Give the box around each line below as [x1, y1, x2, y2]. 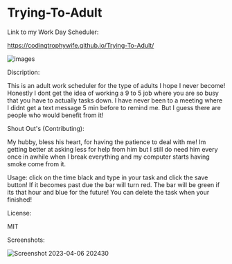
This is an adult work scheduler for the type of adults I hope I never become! [7, 81, 226, 89]
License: [7, 209, 32, 217]
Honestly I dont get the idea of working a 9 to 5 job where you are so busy [7, 89, 220, 97]
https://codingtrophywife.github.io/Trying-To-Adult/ [7, 41, 154, 49]
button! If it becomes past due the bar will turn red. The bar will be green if [7, 180, 220, 188]
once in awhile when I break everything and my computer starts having [7, 152, 210, 161]
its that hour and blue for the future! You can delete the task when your [7, 188, 210, 196]
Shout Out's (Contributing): [7, 124, 84, 132]
